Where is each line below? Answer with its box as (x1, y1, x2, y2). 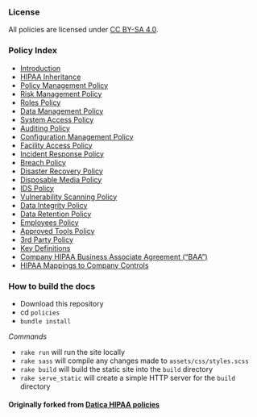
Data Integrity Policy (19, 200, 88, 210)
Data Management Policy (19, 106, 104, 115)
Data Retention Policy (19, 209, 92, 219)
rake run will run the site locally (19, 347, 126, 357)
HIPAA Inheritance (19, 72, 81, 81)
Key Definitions (19, 243, 71, 252)
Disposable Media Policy (19, 174, 102, 184)
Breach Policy (19, 157, 67, 167)
